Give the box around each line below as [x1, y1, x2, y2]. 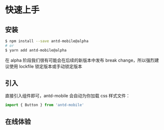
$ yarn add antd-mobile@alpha [5, 47, 67, 53]
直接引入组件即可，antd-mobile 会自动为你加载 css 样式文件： [5, 93, 131, 99]
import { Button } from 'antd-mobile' [5, 103, 84, 108]
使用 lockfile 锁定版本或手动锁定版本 [9, 63, 82, 69]
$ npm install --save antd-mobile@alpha [5, 39, 89, 43]
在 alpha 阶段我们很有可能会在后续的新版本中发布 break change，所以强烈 [5, 57, 155, 63]
